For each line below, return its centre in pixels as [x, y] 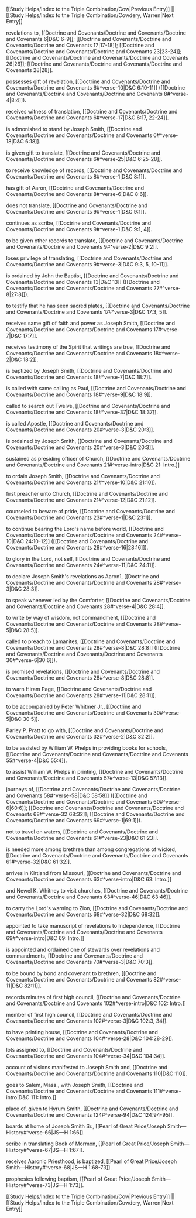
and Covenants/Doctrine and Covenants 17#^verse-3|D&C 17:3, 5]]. [87, 312]
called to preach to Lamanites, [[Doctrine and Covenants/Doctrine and [91, 641]
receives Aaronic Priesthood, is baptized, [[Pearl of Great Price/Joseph [92, 1161]
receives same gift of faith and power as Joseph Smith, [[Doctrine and [91, 323]
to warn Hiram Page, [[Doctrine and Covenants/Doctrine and [79, 689]
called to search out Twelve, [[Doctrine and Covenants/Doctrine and [88, 406]
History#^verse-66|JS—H [37, 1132]
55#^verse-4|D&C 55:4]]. [37, 760]
